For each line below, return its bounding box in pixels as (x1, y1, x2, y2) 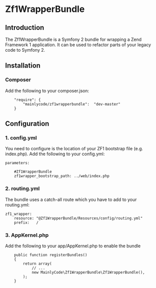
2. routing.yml (5, 185, 40, 192)
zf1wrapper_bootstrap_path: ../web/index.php (14, 174, 110, 179)
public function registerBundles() (14, 252, 88, 257)
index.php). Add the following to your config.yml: (5, 151, 105, 157)
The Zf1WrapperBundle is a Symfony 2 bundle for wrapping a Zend (5, 36, 142, 42)
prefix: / (14, 220, 39, 225)
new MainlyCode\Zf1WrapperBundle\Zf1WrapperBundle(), (31, 270, 145, 275)
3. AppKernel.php (5, 231, 49, 238)
